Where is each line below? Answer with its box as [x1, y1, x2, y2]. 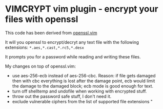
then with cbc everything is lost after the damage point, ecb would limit [12, 78, 155, 84]
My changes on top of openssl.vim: [5, 63, 76, 69]
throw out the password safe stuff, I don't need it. [12, 93, 111, 99]
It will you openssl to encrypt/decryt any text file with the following [5, 39, 139, 45]
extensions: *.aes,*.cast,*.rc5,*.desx [5, 44, 84, 50]
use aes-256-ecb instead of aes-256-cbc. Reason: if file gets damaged [12, 73, 156, 78]
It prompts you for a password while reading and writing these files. [5, 54, 141, 59]
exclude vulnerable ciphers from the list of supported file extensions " [12, 98, 153, 104]
